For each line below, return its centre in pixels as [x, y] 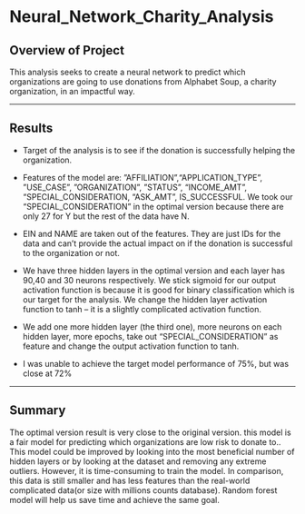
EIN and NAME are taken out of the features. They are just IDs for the [152, 233]
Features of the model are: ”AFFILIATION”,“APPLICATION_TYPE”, [143, 177]
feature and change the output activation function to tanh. [131, 346]
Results [31, 128]
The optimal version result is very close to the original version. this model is [151, 432]
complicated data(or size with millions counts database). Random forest [143, 490]
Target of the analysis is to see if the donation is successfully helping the [159, 150]
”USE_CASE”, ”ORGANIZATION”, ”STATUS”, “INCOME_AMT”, [135, 187]
